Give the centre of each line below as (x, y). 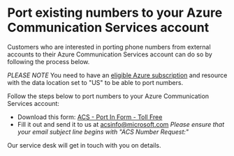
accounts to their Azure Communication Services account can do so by (110, 54)
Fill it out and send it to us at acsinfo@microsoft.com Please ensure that (121, 124)
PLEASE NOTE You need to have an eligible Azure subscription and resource (117, 75)
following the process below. (49, 61)
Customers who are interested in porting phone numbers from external (109, 47)
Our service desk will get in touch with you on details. (84, 145)
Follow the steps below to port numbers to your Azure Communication (108, 96)
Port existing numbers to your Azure (115, 13)
